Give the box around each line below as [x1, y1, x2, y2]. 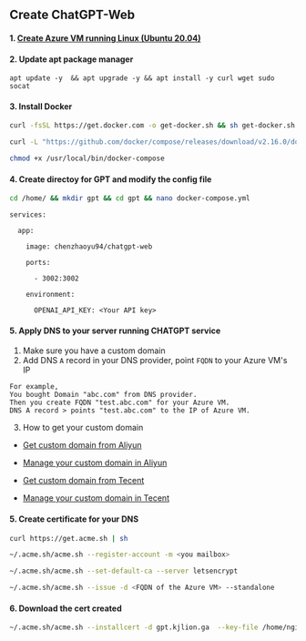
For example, [9, 382, 59, 392]
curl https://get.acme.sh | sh [9, 534, 128, 543]
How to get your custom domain [22, 422, 144, 433]
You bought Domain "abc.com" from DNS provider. [9, 391, 198, 400]
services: [9, 210, 47, 219]
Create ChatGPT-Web [9, 7, 136, 23]
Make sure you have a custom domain [22, 345, 166, 356]
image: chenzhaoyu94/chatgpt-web [25, 242, 153, 251]
